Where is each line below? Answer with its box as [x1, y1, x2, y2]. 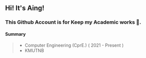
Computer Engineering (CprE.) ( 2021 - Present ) [24, 42, 124, 48]
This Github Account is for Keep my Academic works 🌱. [5, 19, 142, 26]
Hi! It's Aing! [5, 4, 45, 12]
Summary [5, 31, 26, 37]
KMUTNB [24, 47, 44, 54]
